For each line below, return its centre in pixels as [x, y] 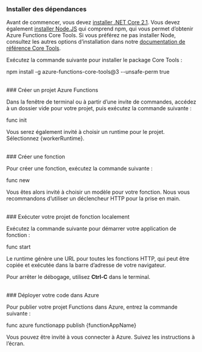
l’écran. [16, 343]
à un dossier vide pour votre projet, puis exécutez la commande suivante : [99, 108]
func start [19, 247]
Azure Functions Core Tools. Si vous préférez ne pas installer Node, [91, 35]
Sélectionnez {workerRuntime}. [46, 138]
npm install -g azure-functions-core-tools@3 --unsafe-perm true [88, 72]
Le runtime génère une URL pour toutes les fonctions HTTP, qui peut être [98, 259]
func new [18, 180]
